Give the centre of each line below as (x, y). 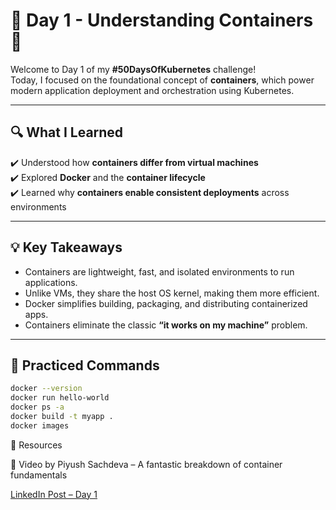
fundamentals (39, 475)
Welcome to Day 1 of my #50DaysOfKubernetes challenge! (133, 69)
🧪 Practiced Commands (85, 365)
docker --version (46, 389)
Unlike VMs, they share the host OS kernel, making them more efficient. (172, 293)
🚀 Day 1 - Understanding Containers (162, 20)
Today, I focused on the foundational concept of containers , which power (162, 80)
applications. (51, 282)
